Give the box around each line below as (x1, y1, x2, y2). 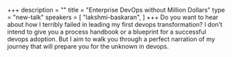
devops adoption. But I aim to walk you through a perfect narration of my (7, 35, 215, 43)
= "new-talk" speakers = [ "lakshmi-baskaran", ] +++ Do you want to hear (7, 13, 219, 21)
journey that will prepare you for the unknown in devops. (7, 43, 169, 50)
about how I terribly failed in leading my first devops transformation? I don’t (7, 21, 222, 28)
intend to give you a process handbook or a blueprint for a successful (7, 27, 206, 36)
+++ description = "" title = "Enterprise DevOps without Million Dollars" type (7, 6, 226, 14)
